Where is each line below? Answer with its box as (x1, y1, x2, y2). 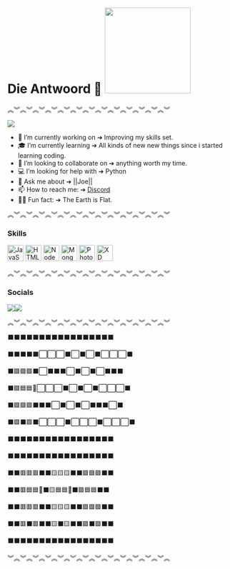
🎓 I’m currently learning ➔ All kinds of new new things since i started (17, 141, 223, 149)
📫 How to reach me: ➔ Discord (17, 185, 111, 193)
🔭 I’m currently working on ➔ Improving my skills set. (17, 133, 174, 141)
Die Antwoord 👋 (7, 81, 102, 97)
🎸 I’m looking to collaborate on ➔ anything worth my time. (17, 158, 188, 167)
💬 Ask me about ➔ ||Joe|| (17, 177, 93, 186)
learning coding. (17, 151, 66, 160)
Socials (7, 288, 34, 298)
